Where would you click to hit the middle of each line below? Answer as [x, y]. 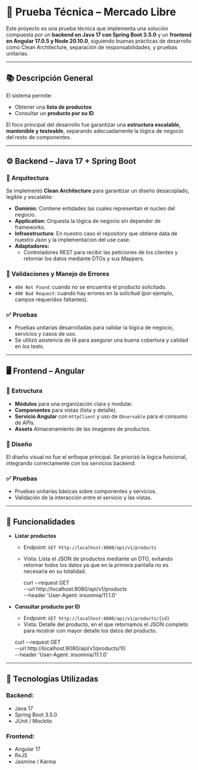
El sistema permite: [29, 95]
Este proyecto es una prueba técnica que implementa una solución [87, 28]
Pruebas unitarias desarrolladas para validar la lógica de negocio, [94, 327]
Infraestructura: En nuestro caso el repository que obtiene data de [96, 234]
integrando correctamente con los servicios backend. [71, 463]
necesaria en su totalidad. [55, 571]
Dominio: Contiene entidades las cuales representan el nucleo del [95, 208]
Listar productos [35, 536]
